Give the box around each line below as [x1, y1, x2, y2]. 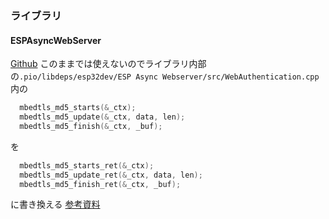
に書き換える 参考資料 [10, 198, 101, 211]
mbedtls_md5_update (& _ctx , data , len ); [19, 112, 186, 122]
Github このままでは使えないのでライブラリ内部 [10, 58, 207, 70]
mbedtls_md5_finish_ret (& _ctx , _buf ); [19, 179, 182, 189]
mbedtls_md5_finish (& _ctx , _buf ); [19, 121, 163, 131]
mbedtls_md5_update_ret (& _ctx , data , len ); [19, 170, 203, 180]
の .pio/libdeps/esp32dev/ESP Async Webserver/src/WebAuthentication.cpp [10, 70, 320, 82]
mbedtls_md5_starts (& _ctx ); [19, 103, 137, 113]
